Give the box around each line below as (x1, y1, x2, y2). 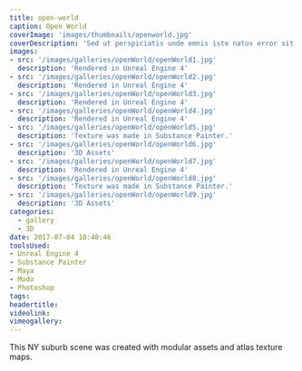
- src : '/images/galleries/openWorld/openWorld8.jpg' (9, 173, 218, 182)
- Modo (9, 275, 34, 284)
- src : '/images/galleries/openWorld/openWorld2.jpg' (9, 73, 218, 82)
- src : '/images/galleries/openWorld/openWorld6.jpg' (9, 140, 218, 149)
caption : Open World (9, 22, 88, 31)
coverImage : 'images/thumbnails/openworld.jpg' (9, 30, 193, 39)
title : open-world (9, 13, 79, 23)
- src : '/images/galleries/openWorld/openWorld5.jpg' (9, 123, 218, 132)
